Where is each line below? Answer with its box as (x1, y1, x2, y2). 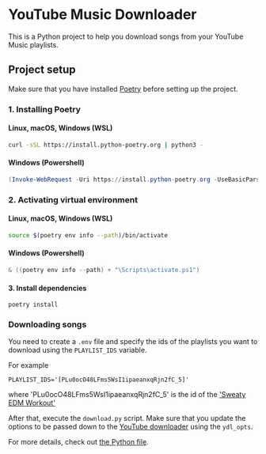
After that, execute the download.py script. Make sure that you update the (8, 414, 246, 423)
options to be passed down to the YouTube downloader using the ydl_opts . (8, 422, 253, 432)
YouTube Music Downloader (8, 6, 197, 24)
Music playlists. (8, 40, 59, 49)
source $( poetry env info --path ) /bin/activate (8, 231, 169, 239)
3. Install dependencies (8, 283, 87, 293)
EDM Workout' (8, 398, 55, 408)
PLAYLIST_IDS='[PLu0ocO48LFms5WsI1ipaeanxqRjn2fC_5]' (8, 376, 190, 384)
